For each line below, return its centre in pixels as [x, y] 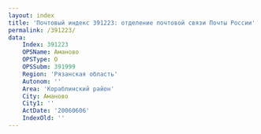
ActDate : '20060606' [56, 111]
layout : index [32, 15]
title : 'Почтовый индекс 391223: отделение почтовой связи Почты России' [132, 23]
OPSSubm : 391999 [49, 67]
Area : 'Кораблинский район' [68, 89]
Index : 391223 [45, 45]
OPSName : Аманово [51, 52]
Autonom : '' [42, 81]
